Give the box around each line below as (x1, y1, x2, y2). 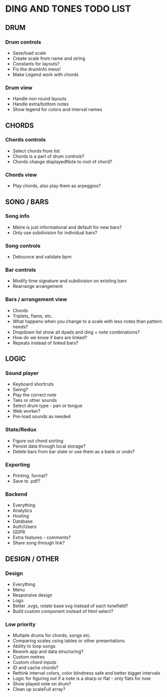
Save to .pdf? (12, 478, 40, 484)
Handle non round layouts (12, 96, 67, 102)
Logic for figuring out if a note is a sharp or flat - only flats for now (12, 675, 151, 682)
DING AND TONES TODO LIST (5, 3, 132, 15)
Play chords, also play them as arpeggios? (12, 183, 101, 189)
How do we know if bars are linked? (12, 334, 88, 340)
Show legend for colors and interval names (12, 106, 103, 113)
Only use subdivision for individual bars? (12, 229, 98, 236)
